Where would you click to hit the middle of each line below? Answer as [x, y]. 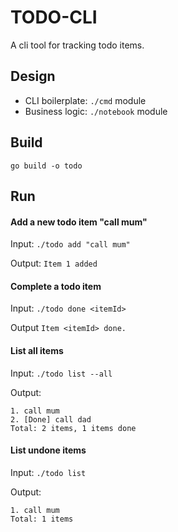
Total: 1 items [42, 519]
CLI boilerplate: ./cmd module [85, 100]
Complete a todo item [56, 286]
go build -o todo [46, 166]
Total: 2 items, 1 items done [73, 428]
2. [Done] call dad [51, 419]
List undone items [48, 450]
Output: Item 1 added [54, 263]
